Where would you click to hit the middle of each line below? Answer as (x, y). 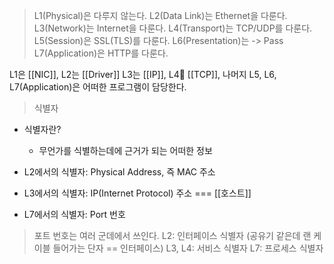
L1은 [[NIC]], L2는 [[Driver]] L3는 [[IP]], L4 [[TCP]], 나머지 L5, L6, (143, 74)
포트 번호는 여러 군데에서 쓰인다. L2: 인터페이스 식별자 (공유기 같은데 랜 (172, 235)
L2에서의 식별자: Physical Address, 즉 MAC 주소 (119, 172)
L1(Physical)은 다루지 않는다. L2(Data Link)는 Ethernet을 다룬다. (160, 15)
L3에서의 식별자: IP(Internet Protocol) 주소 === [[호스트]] (137, 193)
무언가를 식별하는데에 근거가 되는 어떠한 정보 (125, 150)
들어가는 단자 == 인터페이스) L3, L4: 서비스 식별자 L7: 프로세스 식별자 (188, 248)
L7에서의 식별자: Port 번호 (74, 214)
